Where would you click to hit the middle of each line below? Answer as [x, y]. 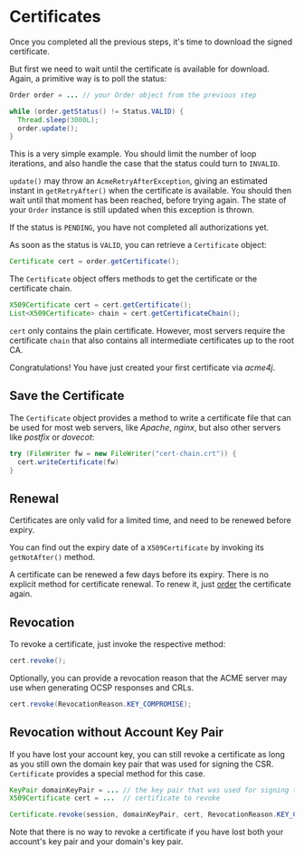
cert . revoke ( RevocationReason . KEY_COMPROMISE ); [101, 704]
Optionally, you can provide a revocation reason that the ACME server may [148, 678]
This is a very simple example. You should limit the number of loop [133, 154]
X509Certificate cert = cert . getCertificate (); [101, 305]
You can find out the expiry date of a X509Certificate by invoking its [137, 547]
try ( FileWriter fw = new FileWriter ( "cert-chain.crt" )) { [123, 453]
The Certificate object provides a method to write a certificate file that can [150, 417]
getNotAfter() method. [52, 557]
